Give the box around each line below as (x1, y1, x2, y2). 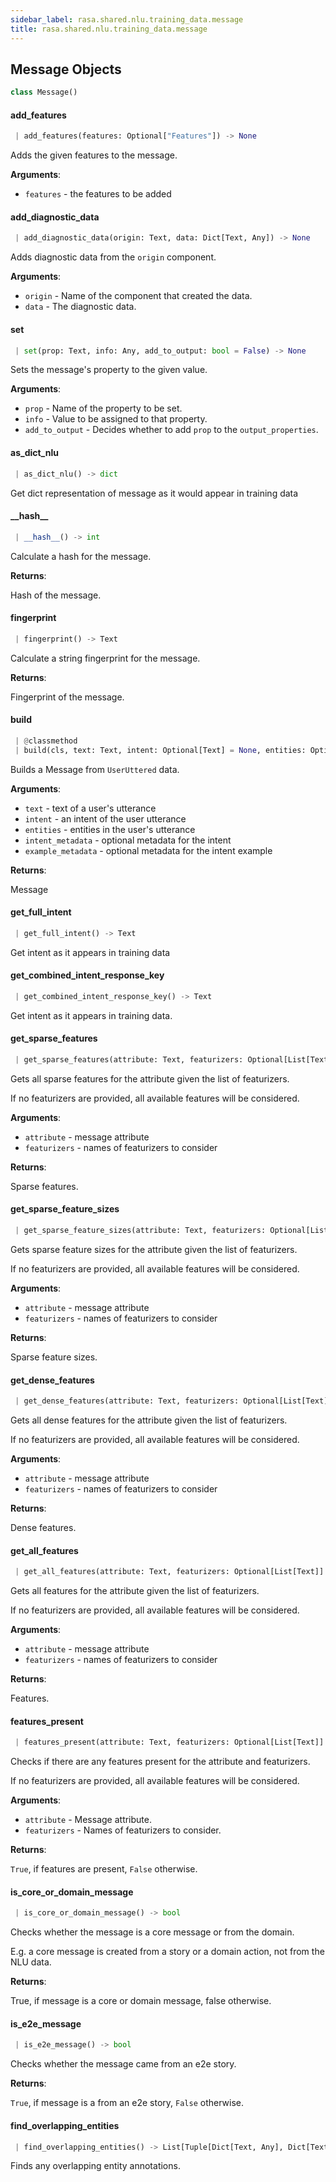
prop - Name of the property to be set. (24, 402, 183, 415)
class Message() (10, 87, 78, 98)
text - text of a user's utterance (24, 802, 157, 814)
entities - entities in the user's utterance (24, 823, 196, 835)
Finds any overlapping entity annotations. (10, 2160, 181, 2172)
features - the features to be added (24, 188, 172, 200)
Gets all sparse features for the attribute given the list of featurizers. (10, 1072, 290, 1085)
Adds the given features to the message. (10, 149, 178, 161)
